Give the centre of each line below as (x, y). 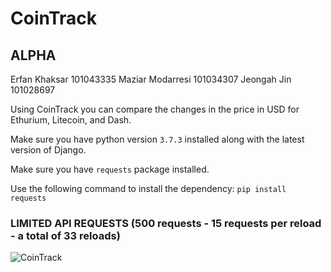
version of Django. (48, 150)
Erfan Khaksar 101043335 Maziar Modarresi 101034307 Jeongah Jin (151, 79)
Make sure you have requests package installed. (110, 169)
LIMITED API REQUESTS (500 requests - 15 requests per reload (166, 223)
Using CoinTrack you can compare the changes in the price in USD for (155, 109)
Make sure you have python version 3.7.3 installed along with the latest (157, 139)
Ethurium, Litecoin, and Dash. (71, 120)
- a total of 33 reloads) (65, 235)
